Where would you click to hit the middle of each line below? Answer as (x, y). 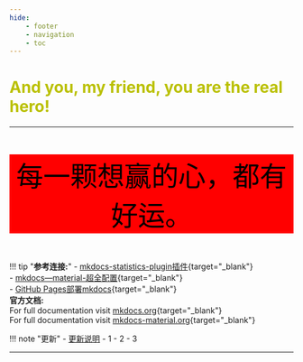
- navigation (50, 34)
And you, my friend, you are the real (146, 88)
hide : (19, 18)
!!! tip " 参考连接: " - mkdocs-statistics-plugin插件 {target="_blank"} (132, 266)
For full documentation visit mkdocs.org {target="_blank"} (116, 311)
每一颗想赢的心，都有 (151, 176)
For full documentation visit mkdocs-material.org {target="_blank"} (133, 320)
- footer (42, 26)
